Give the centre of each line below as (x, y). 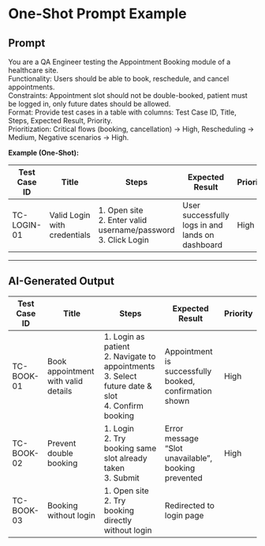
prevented (183, 477)
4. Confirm (124, 405)
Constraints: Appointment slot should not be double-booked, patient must (128, 95)
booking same (130, 448)
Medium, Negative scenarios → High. (69, 137)
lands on (198, 235)
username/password (136, 230)
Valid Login (70, 215)
